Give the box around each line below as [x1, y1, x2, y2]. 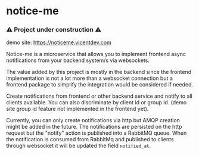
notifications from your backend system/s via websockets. [6, 57, 150, 64]
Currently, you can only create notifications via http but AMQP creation [6, 117, 181, 124]
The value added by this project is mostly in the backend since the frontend [6, 69, 192, 76]
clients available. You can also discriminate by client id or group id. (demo [6, 99, 187, 106]
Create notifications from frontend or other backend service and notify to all [6, 92, 192, 100]
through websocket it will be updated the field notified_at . [6, 142, 151, 150]
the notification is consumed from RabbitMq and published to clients [6, 136, 174, 143]
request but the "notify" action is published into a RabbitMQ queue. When [6, 129, 187, 137]
